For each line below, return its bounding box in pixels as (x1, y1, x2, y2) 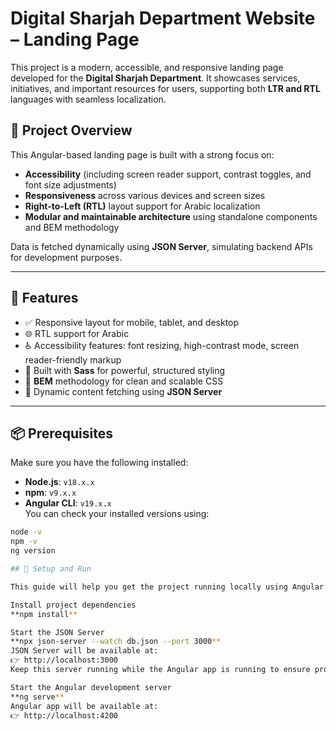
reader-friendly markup (24, 353, 122, 366)
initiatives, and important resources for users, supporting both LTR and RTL (10, 82, 321, 94)
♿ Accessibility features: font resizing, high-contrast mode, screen (24, 339, 300, 351)
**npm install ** (10, 609, 78, 619)
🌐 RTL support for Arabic (24, 327, 130, 339)
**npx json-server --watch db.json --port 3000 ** (10, 637, 222, 647)
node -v (10, 527, 43, 537)
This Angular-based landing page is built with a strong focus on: (10, 148, 275, 161)
